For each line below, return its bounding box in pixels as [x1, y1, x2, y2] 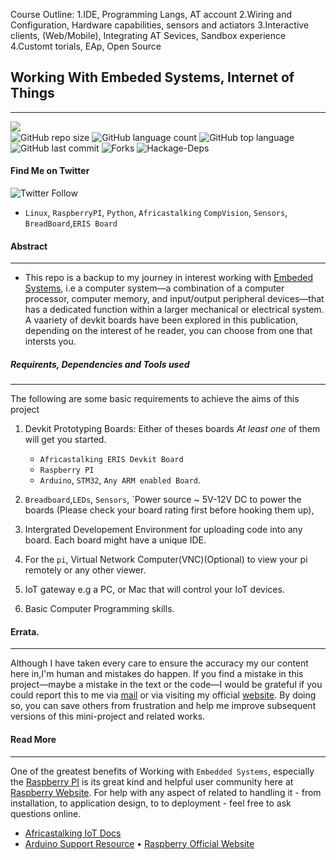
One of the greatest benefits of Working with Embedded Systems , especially [10, 765, 315, 777]
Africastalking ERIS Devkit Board [39, 455, 184, 465]
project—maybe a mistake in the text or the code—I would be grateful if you [10, 679, 323, 691]
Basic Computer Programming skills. [24, 603, 175, 615]
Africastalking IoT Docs [24, 827, 122, 839]
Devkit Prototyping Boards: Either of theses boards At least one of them [24, 423, 321, 435]
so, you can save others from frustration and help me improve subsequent [10, 700, 317, 712]
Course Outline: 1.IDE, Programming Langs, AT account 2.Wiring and [10, 9, 293, 20]
